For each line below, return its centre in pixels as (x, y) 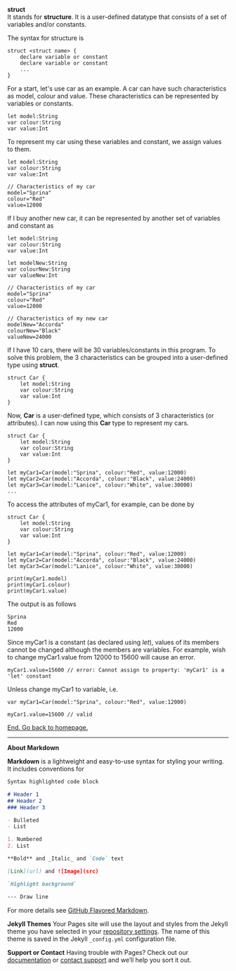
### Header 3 (26, 807)
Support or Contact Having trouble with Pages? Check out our (98, 952)
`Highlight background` (42, 884)
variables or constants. (40, 103)
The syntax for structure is (46, 38)
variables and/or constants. (47, 24)
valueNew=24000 (29, 337)
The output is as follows (42, 604)
